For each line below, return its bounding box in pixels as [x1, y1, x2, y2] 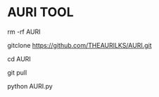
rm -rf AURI [7, 27, 41, 36]
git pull [7, 68, 27, 77]
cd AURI [7, 54, 32, 63]
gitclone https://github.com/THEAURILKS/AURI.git [7, 41, 152, 49]
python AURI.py [7, 82, 53, 90]
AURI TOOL [7, 4, 74, 20]
